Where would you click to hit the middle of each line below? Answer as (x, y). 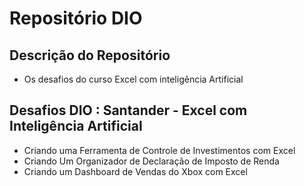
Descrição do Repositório (90, 55)
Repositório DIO (76, 18)
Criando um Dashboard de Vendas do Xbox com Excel (135, 171)
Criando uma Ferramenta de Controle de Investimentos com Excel (159, 150)
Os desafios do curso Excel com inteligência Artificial (133, 79)
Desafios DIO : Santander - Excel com (128, 110)
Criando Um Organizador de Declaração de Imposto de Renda (151, 161)
